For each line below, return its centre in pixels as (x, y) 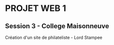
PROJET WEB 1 (36, 8)
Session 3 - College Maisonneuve (57, 26)
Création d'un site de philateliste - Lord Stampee (54, 37)
